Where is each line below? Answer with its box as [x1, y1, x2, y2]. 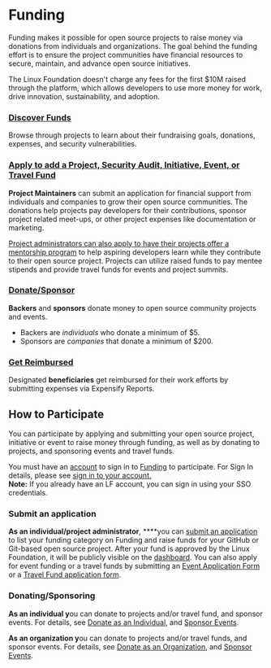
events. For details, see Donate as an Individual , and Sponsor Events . [8, 617, 239, 627]
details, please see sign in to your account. [8, 470, 152, 480]
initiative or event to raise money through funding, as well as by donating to [8, 437, 260, 447]
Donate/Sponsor [8, 285, 75, 296]
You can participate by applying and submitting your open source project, [8, 429, 255, 439]
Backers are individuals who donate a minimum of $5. [19, 327, 200, 337]
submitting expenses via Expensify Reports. [8, 384, 155, 394]
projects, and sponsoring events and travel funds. [8, 446, 174, 456]
